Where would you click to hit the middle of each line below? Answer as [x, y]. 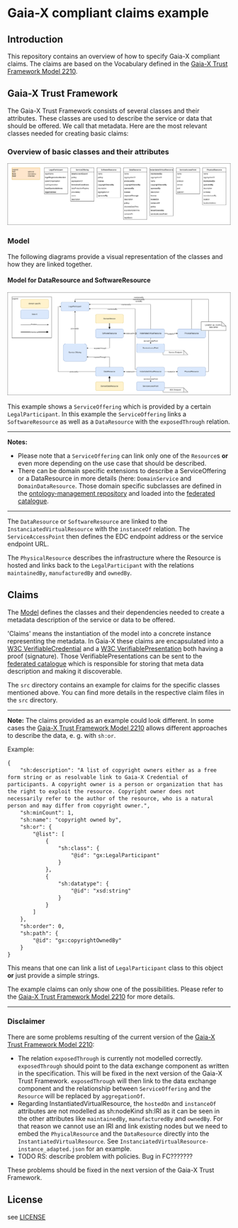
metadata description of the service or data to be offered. [91, 619]
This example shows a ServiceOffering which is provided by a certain [109, 406]
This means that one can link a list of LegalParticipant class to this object [115, 968]
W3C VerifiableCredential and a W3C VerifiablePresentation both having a [115, 648]
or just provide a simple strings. [53, 975]
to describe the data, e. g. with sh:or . [62, 735]
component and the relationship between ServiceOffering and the [114, 1088]
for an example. [109, 1149]
